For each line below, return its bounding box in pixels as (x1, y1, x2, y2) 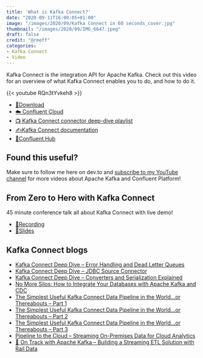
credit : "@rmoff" (6, 37, 50, 43)
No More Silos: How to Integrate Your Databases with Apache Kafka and (15, 281, 196, 288)
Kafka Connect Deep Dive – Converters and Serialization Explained (15, 274, 183, 281)
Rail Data (15, 345, 38, 353)
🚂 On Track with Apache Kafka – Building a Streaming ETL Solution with (15, 339, 194, 346)
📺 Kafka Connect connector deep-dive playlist (15, 117, 133, 124)
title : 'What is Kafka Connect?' (6, 9, 91, 15)
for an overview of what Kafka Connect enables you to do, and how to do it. (6, 77, 196, 85)
